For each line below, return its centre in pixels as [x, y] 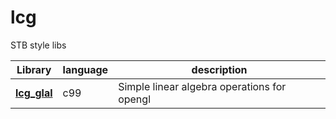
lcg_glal [34, 93]
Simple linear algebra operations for [202, 86]
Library [34, 69]
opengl [134, 99]
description [219, 69]
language [85, 69]
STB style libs [38, 45]
